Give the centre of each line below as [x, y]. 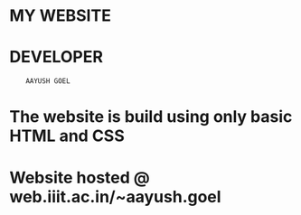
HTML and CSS [67, 136]
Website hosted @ [80, 178]
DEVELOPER [56, 57]
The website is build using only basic [151, 117]
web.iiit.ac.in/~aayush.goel [115, 196]
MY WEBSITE [60, 16]
